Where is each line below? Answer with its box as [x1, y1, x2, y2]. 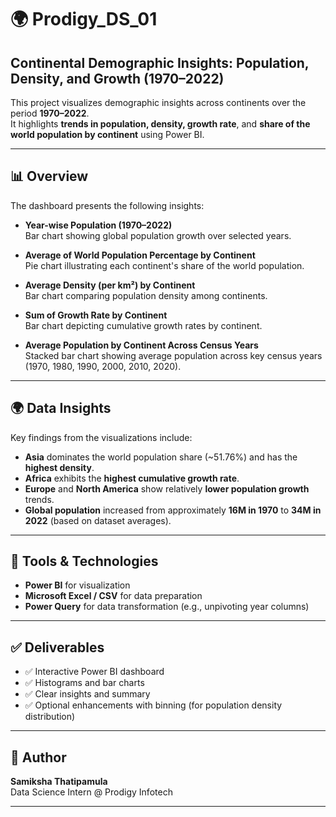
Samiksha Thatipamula [10, 776, 108, 788]
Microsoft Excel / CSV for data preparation [24, 590, 203, 602]
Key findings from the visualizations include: [10, 431, 193, 443]
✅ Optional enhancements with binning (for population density [24, 699, 283, 711]
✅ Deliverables [10, 639, 105, 656]
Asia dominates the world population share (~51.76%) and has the [24, 451, 298, 463]
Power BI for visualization [24, 579, 131, 591]
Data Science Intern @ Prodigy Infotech [10, 786, 173, 798]
